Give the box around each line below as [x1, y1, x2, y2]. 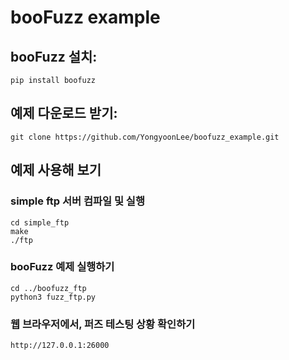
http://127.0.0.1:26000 [10, 341, 110, 351]
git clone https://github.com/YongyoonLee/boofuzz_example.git [10, 132, 280, 142]
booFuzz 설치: [10, 48, 98, 65]
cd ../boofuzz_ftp [10, 283, 87, 293]
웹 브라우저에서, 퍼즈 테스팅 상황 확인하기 [10, 317, 196, 331]
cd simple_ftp [10, 217, 70, 228]
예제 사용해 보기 [10, 162, 102, 179]
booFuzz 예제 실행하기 [10, 260, 115, 274]
